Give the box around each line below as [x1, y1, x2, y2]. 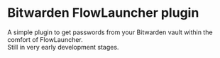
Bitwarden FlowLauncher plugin [7, 5, 199, 21]
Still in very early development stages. [7, 43, 119, 51]
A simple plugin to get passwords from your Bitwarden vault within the [7, 28, 213, 36]
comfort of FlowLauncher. [7, 35, 83, 43]
